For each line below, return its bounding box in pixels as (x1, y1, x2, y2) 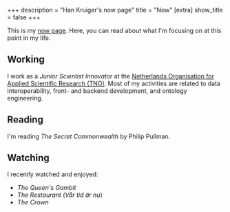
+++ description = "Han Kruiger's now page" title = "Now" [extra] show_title (7, 6, 223, 14)
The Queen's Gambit (17, 184, 76, 192)
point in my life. (7, 34, 51, 42)
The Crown (17, 198, 50, 206)
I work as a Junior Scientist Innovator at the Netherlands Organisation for (7, 72, 215, 80)
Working (7, 54, 45, 65)
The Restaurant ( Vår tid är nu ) (17, 191, 103, 199)
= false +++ (7, 13, 41, 21)
